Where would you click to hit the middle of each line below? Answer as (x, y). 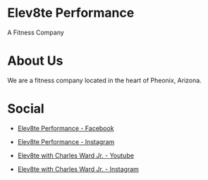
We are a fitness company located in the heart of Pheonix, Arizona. (105, 80)
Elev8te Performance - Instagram (66, 141)
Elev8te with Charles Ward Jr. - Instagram (78, 169)
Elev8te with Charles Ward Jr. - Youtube (75, 155)
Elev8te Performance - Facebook (66, 128)
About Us (35, 61)
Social (26, 109)
